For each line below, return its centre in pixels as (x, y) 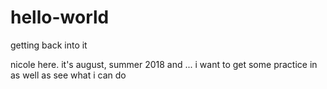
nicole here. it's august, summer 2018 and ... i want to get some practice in (164, 64)
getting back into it (49, 45)
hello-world (60, 17)
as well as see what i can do (68, 75)
